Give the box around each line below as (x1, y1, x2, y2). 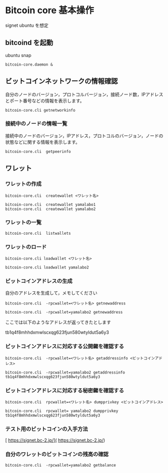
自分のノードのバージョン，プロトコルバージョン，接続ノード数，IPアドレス (5, 91, 163, 97)
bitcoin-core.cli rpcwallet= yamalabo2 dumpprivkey (5, 408, 119, 414)
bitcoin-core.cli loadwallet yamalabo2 (5, 265, 89, 270)
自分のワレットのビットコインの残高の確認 (5, 451, 109, 458)
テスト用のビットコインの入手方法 (5, 425, 88, 432)
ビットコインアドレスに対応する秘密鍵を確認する (5, 387, 125, 394)
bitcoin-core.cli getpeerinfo (5, 149, 71, 154)
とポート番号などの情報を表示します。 (5, 97, 85, 103)
